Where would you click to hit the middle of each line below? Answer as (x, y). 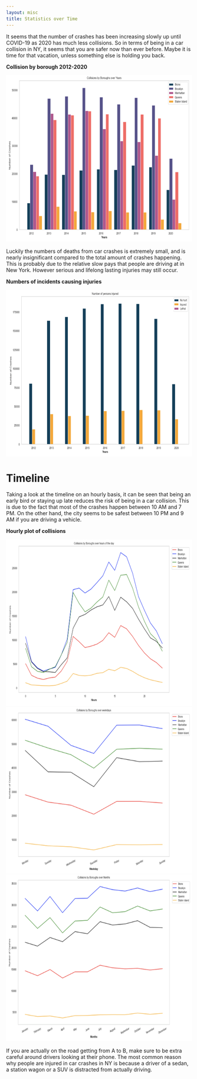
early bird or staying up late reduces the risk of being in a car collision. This (98, 501)
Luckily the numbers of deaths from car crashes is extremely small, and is (96, 251)
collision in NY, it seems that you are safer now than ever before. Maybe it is (98, 49)
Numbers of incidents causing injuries (54, 281)
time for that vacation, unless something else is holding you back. (86, 55)
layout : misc (22, 12)
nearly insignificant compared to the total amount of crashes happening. (94, 257)
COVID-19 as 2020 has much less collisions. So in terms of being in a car (95, 43)
